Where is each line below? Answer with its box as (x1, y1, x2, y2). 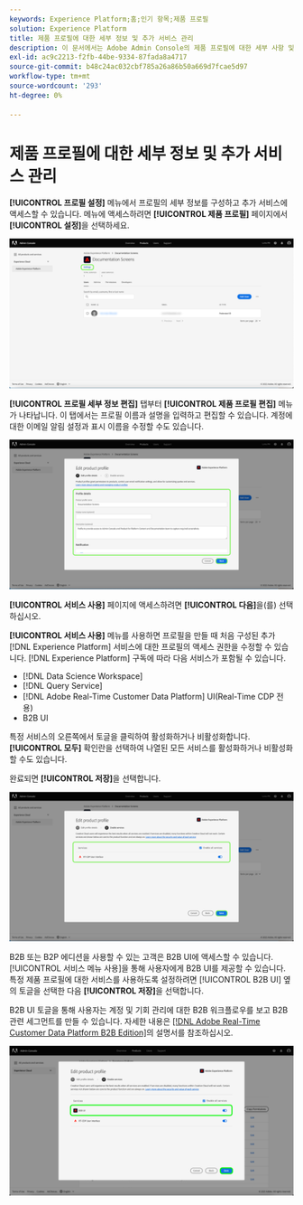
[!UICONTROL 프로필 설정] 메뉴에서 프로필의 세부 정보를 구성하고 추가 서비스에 (9, 197, 289, 208)
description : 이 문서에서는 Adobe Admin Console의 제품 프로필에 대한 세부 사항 (9, 43, 285, 52)
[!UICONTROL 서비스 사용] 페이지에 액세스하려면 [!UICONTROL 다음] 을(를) (9, 599, 277, 610)
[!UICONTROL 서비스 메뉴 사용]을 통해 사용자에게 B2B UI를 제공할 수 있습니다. (9, 963, 287, 974)
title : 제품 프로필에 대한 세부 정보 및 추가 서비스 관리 (9, 33, 194, 42)
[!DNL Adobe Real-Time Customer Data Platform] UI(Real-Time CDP (22, 692, 275, 702)
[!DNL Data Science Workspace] (22, 671, 143, 682)
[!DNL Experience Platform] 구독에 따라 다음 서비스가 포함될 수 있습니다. (28, 653, 287, 664)
